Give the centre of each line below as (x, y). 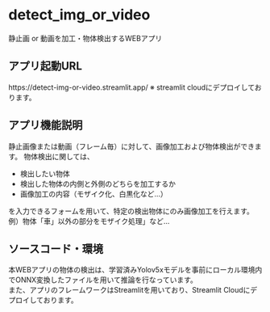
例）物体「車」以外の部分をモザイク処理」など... (89, 221)
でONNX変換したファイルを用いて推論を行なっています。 (103, 280)
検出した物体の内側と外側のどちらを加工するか (98, 183)
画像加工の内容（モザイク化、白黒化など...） (93, 194)
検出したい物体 (45, 173)
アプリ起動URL (46, 66)
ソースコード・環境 (56, 249)
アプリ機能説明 (46, 126)
